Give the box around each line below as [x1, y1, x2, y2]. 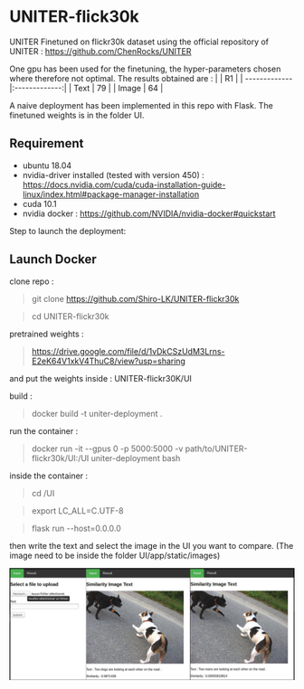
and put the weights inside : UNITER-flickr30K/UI [9, 373, 193, 383]
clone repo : [9, 276, 54, 287]
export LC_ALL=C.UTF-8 [31, 505, 124, 516]
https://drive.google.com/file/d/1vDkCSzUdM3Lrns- [31, 345, 225, 356]
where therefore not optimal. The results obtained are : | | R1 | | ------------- [9, 72, 293, 83]
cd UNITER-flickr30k [31, 310, 110, 322]
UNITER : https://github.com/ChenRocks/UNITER [9, 45, 192, 56]
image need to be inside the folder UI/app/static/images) [9, 550, 221, 561]
